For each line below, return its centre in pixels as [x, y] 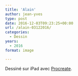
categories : [17, 32]
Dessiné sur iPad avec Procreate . [39, 68]
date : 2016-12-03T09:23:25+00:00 [39, 23]
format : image [20, 50]
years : [12, 41]
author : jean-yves [24, 14]
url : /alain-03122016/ [28, 28]
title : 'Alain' [21, 9]
